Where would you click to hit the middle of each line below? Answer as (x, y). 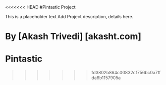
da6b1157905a (106, 78)
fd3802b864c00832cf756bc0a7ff (126, 73)
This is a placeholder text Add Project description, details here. (69, 16)
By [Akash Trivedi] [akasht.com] (73, 37)
